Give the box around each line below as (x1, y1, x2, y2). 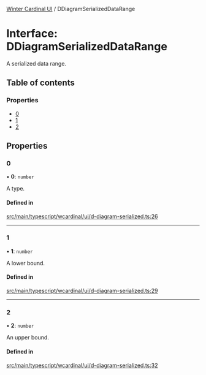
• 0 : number (6, 173, 35, 180)
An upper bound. (6, 334, 49, 341)
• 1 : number (6, 248, 33, 255)
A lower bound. (6, 259, 45, 267)
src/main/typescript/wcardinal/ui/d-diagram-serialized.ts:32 (6, 362, 158, 369)
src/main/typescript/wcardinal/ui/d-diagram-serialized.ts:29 (6, 287, 158, 295)
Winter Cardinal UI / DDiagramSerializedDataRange (6, 6, 135, 12)
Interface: (6, 27, 58, 40)
